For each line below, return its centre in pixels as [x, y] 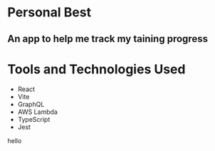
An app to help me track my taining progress [108, 39]
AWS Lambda [38, 112]
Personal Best [49, 12]
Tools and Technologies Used [96, 69]
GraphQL [31, 104]
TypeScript [34, 119]
